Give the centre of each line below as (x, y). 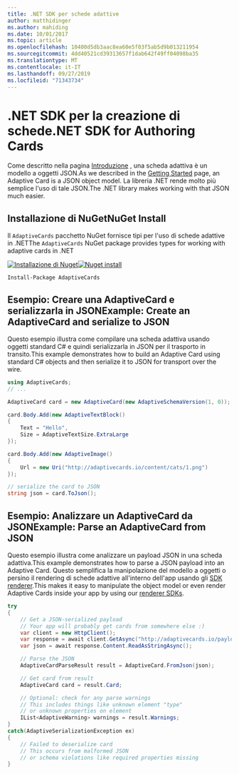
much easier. (26, 196)
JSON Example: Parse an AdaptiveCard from (107, 527)
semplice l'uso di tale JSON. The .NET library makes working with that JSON (118, 188)
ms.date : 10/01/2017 (38, 34)
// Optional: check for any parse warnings (86, 698)
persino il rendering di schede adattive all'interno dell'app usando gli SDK (115, 578)
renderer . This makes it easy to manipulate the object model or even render (117, 585)
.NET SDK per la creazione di (94, 116)
